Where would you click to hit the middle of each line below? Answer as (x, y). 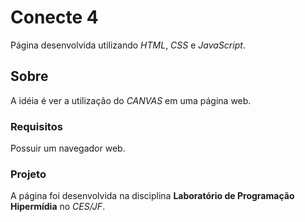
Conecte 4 (54, 17)
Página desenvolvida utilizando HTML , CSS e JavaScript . (128, 45)
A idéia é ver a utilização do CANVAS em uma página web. (131, 100)
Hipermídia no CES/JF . (58, 207)
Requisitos (36, 126)
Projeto (28, 174)
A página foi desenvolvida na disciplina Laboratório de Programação (152, 196)
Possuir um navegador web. (68, 148)
